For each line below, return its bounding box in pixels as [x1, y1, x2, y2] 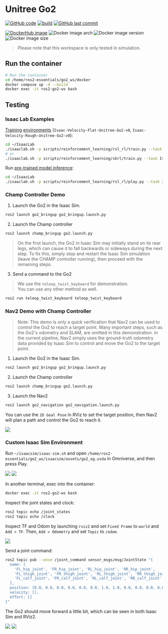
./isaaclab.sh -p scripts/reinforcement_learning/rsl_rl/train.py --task [5, 146, 162, 151]
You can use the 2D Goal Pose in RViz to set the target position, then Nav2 [5, 412, 157, 418]
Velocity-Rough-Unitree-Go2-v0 [5, 133, 70, 138]
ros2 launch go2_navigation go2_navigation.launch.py [5, 402, 120, 408]
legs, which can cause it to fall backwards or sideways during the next [17, 246, 162, 252]
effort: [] [9, 594, 32, 599]
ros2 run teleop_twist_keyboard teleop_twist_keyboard [5, 296, 122, 301]
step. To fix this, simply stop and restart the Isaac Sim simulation [17, 251, 150, 257]
